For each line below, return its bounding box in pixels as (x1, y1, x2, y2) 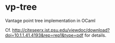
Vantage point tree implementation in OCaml (5, 18, 96, 23)
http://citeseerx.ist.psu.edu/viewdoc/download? (12, 27, 110, 33)
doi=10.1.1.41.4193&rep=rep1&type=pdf (5, 32, 84, 38)
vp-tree (5, 1, 37, 13)
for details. (84, 32, 107, 38)
